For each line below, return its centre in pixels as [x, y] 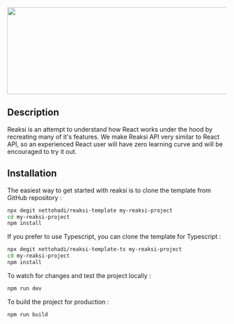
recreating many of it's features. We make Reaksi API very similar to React [114, 137]
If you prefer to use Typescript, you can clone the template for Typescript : [114, 237]
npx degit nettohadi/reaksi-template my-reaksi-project [90, 210]
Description [33, 113]
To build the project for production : [58, 302]
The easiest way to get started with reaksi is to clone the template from [109, 190]
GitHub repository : [34, 197]
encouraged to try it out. [42, 151]
